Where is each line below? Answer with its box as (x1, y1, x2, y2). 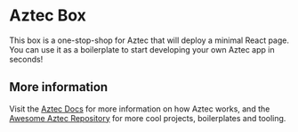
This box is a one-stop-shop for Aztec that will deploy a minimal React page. (9, 35, 289, 45)
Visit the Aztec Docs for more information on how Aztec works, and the (9, 103, 270, 114)
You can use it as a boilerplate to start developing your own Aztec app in (9, 44, 275, 54)
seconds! (9, 54, 44, 64)
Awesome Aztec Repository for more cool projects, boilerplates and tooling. (9, 112, 286, 123)
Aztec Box (9, 5, 87, 26)
